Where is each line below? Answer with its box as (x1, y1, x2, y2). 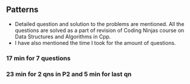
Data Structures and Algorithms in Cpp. (14, 33, 111, 40)
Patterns (6, 5, 39, 15)
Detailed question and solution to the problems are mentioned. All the (14, 20, 185, 27)
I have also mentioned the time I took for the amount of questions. (14, 39, 176, 46)
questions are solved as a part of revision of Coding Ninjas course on (14, 27, 185, 34)
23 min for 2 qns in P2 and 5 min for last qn (6, 70, 132, 78)
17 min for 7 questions (6, 54, 71, 62)
